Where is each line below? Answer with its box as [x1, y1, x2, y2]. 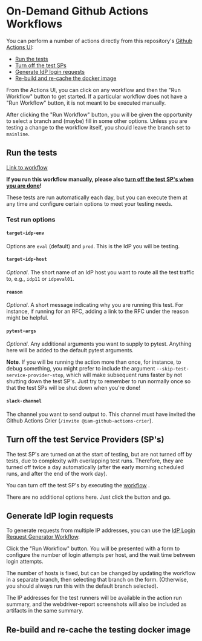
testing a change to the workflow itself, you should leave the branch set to [6, 123, 191, 131]
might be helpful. [6, 314, 48, 321]
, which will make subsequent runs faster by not [63, 371, 183, 379]
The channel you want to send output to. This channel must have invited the [6, 410, 195, 418]
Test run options [6, 215, 56, 223]
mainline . [6, 130, 30, 137]
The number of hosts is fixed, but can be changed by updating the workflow [6, 570, 196, 577]
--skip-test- [156, 366, 189, 372]
